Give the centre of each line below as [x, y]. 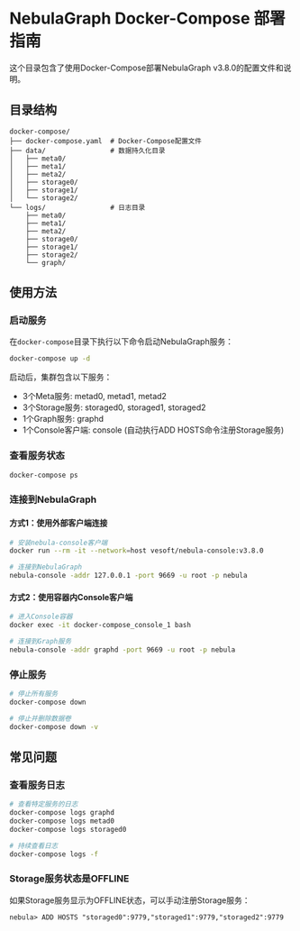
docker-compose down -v [54, 726]
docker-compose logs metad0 [62, 821]
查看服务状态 [37, 456]
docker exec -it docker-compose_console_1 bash [100, 625]
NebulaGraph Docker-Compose [130, 18]
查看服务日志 [37, 785]
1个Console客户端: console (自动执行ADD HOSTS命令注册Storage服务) [153, 430]
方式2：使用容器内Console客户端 [71, 597]
